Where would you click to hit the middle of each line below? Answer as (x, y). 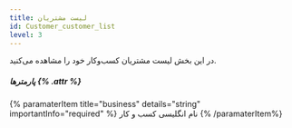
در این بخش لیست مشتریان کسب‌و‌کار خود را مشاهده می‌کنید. (113, 61)
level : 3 (26, 34)
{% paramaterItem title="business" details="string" (105, 104)
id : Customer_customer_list (63, 26)
